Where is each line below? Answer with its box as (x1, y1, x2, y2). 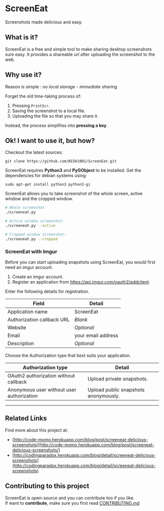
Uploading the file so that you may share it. (12, 113, 99, 119)
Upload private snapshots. (87, 375, 148, 382)
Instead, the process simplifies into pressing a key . (5, 123, 108, 128)
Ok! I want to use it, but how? (5, 136, 95, 144)
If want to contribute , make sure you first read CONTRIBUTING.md (5, 500, 140, 506)
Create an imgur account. (12, 274, 63, 280)
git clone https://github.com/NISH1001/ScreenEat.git (5, 159, 117, 164)
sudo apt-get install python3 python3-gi (5, 182, 91, 187)
